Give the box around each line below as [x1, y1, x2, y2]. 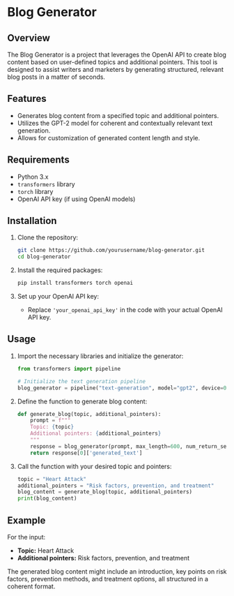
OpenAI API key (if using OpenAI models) [17, 195, 136, 203]
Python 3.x [17, 172, 49, 181]
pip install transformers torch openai [17, 280, 134, 287]
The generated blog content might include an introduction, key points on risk [7, 567, 227, 576]
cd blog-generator [17, 253, 71, 260]
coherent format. [7, 582, 56, 590]
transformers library [17, 179, 75, 188]
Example [7, 514, 46, 526]
